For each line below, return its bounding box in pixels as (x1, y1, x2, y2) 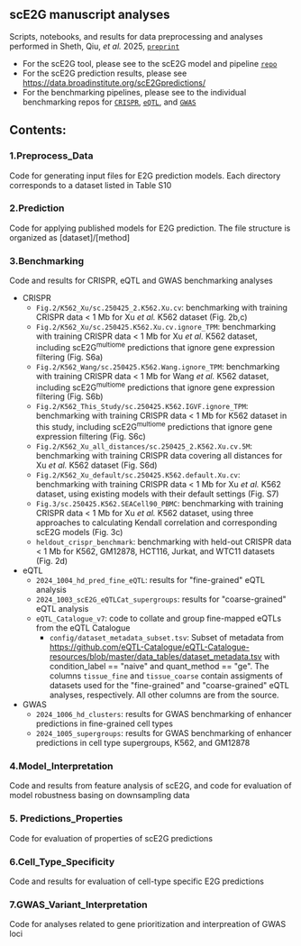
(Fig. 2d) (35, 556, 68, 567)
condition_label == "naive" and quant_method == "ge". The (49, 661, 269, 672)
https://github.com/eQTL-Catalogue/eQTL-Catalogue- (49, 641, 250, 652)
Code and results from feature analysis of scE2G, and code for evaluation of (9, 780, 292, 791)
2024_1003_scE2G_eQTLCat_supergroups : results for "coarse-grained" (35, 594, 287, 605)
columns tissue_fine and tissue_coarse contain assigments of (49, 670, 284, 681)
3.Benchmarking (9, 254, 85, 267)
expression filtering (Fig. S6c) (35, 432, 146, 442)
